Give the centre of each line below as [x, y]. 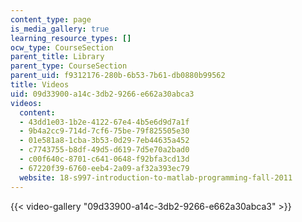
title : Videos [40, 85]
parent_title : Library [57, 57]
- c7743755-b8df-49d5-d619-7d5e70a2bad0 [104, 150]
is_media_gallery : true [60, 29]
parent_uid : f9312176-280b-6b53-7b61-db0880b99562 [118, 76]
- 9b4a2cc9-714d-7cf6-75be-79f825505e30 [104, 131]
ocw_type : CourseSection [62, 47]
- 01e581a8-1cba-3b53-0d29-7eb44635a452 [104, 141]
